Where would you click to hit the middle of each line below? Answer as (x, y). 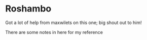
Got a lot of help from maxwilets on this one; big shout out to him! (73, 22)
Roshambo (28, 9)
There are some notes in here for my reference (54, 32)
